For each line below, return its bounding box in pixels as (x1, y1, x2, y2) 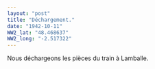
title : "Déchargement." (7, 16, 75, 23)
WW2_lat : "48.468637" (7, 29, 69, 36)
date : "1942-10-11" (7, 23, 63, 29)
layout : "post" (7, 10, 51, 17)
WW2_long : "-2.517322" (7, 36, 72, 42)
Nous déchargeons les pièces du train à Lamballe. (7, 54, 149, 62)
